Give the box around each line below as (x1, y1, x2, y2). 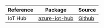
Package (45, 6, 67, 13)
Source (78, 6, 96, 13)
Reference (8, 6, 33, 13)
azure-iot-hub (38, 15, 74, 21)
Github (78, 15, 95, 21)
